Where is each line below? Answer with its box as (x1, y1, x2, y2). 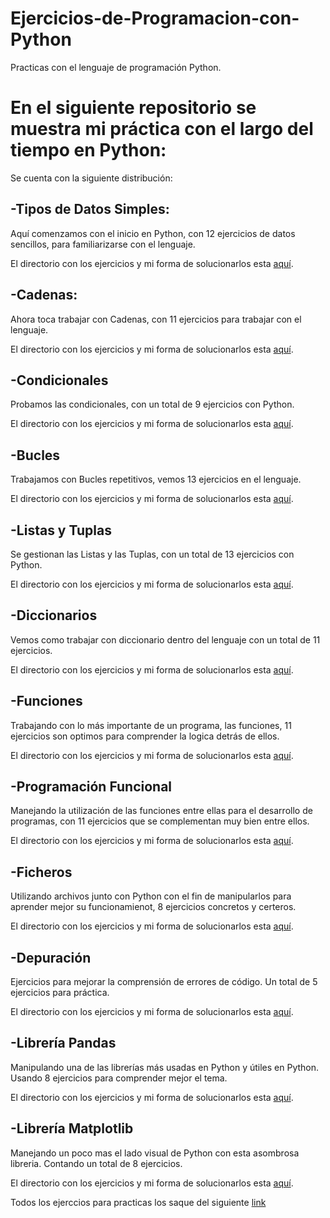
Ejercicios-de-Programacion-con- (10, 7, 300, 30)
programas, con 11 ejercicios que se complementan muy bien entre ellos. (10, 815, 310, 827)
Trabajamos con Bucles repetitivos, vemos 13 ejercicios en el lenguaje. (10, 473, 302, 486)
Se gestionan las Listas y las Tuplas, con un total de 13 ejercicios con (10, 548, 295, 560)
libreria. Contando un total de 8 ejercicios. (10, 1157, 183, 1169)
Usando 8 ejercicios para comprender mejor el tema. (10, 1072, 228, 1084)
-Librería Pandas (10, 1035, 117, 1052)
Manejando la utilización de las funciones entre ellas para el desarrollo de (10, 805, 313, 817)
